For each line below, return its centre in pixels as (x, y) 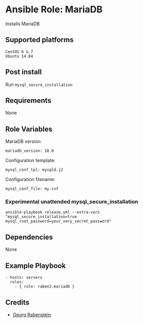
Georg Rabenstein (32, 314)
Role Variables (29, 129)
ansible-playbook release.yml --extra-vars (53, 212)
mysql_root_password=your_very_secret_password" (58, 221)
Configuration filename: (30, 180)
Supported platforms (39, 40)
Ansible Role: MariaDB (54, 10)
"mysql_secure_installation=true (41, 217)
